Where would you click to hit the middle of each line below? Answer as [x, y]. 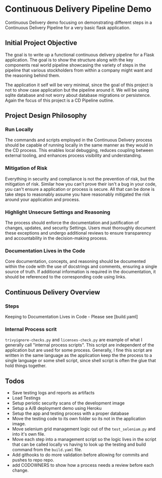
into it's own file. [28, 434]
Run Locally [19, 129]
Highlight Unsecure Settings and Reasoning [58, 212]
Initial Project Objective [41, 43]
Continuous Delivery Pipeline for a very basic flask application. [68, 27]
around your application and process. [43, 199]
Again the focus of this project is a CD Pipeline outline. [60, 100]
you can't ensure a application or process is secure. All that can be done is [80, 189]
